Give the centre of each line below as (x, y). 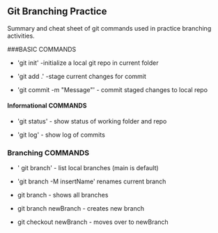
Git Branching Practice (57, 12)
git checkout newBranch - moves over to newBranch (93, 222)
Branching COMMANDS (48, 153)
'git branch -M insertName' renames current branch (92, 181)
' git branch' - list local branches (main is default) (88, 168)
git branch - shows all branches (63, 195)
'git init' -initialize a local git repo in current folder (88, 63)
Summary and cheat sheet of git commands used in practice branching (109, 28)
